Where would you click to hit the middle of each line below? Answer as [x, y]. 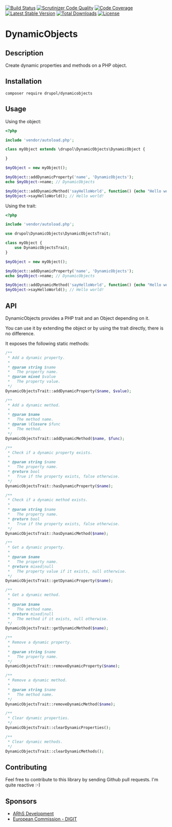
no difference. [20, 333]
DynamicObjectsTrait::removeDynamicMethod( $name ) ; [60, 704]
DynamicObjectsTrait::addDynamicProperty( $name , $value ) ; [68, 391]
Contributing [26, 767]
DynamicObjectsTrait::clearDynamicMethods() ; [55, 751]
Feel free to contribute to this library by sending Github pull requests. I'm [82, 780]
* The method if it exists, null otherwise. [58, 619]
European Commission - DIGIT [45, 819]
